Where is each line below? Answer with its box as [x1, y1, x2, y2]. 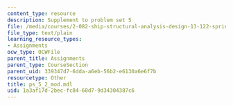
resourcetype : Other [7, 74, 67, 82]
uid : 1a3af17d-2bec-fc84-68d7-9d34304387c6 [7, 87, 135, 94]
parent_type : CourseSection [7, 61, 89, 68]
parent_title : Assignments [7, 55, 85, 62]
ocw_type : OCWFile [7, 49, 60, 56]
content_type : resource [7, 10, 76, 17]
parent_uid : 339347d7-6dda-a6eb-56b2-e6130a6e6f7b [7, 68, 157, 75]
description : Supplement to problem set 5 [7, 17, 132, 23]
